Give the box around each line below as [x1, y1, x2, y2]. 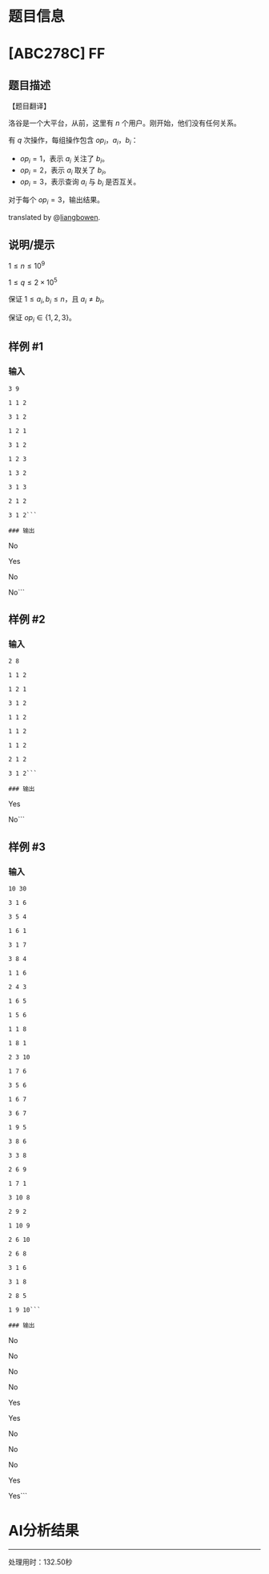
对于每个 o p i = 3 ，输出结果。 [8, 195, 105, 207]
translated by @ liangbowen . [8, 213, 101, 222]
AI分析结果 [8, 1522, 79, 1540]
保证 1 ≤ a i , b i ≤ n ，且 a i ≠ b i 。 [8, 294, 109, 306]
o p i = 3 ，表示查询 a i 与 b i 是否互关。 [19, 176, 141, 189]
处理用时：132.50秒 [8, 1557, 73, 1567]
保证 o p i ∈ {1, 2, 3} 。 [8, 313, 76, 324]
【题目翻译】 [8, 101, 50, 111]
